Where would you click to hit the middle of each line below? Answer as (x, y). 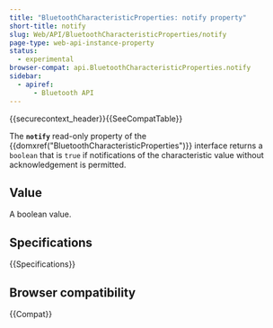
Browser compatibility (73, 293)
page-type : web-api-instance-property (82, 43)
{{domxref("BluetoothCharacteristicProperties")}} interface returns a (136, 146)
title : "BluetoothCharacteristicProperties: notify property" (128, 18)
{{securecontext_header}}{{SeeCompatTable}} (96, 119)
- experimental (46, 59)
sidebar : (26, 76)
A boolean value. (40, 214)
